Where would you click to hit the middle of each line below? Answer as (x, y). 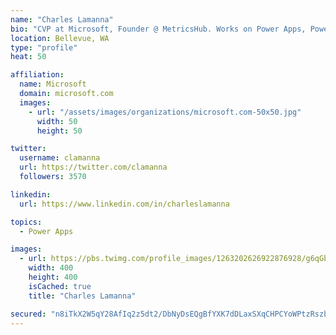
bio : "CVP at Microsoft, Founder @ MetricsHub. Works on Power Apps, (158, 29)
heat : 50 (28, 57)
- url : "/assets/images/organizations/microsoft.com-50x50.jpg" (165, 112)
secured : (28, 314)
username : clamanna (60, 158)
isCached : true (60, 286)
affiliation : (37, 75)
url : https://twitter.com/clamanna (93, 167)
